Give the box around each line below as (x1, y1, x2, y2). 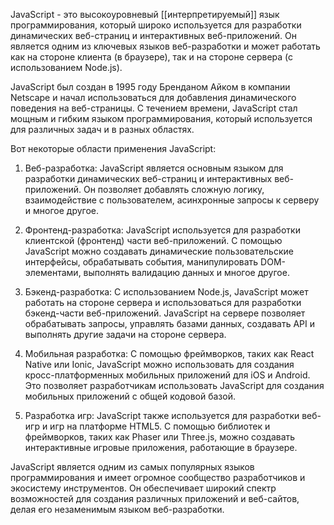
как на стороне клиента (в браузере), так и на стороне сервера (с (10, 51, 293, 63)
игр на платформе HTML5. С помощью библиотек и (49, 420, 271, 432)
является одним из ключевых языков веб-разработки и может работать (10, 40, 321, 52)
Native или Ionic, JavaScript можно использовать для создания (24, 359, 295, 370)
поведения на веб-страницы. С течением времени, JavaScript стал (10, 102, 298, 114)
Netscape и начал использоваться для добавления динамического (10, 92, 297, 103)
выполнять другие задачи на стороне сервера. (24, 329, 227, 340)
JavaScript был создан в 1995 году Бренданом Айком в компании (10, 81, 291, 93)
